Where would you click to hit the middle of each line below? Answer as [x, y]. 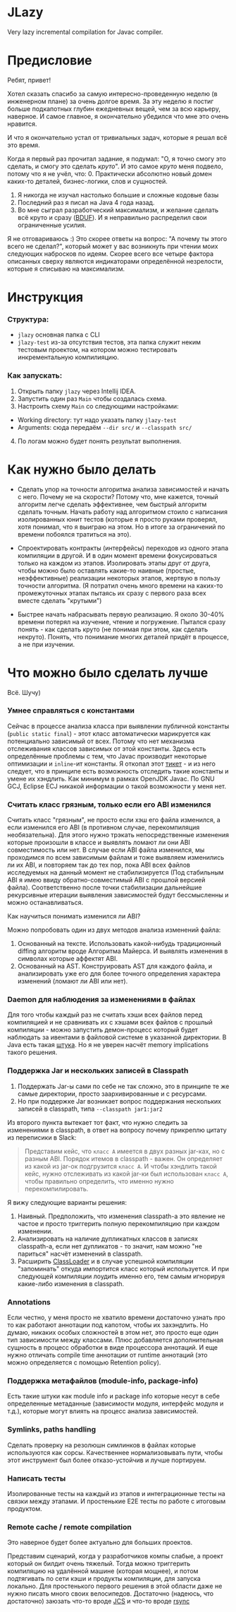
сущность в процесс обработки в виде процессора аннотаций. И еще [113, 1348]
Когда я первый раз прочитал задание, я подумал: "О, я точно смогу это [117, 158]
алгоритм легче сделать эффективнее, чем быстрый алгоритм [112, 504]
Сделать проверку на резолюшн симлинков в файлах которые [101, 1445]
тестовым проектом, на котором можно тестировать [97, 350]
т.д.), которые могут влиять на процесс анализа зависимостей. [103, 1411]
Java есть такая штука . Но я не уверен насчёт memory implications [108, 1045]
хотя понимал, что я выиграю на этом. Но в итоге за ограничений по [121, 527]
